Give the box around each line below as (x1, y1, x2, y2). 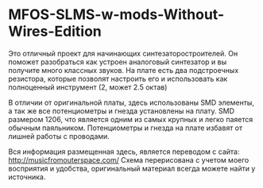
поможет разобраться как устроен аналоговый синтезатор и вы (8, 57, 227, 67)
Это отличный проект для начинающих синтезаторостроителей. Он (8, 48, 238, 58)
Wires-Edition (8, 22, 102, 40)
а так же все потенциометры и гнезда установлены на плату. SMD (8, 106, 235, 116)
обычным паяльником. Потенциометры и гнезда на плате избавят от (8, 123, 243, 132)
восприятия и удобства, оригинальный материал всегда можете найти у (8, 163, 256, 173)
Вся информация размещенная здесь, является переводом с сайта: (8, 147, 240, 156)
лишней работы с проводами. (8, 131, 110, 140)
